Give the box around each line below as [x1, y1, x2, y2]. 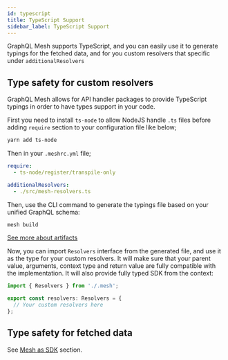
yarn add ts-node [7, 136, 57, 144]
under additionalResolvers [7, 57, 85, 65]
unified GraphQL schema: [7, 208, 81, 216]
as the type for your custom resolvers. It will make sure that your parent [7, 254, 211, 263]
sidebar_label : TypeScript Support [7, 23, 110, 30]
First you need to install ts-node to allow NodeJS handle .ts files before [7, 116, 211, 125]
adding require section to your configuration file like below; [7, 123, 177, 132]
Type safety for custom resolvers [7, 77, 154, 89]
